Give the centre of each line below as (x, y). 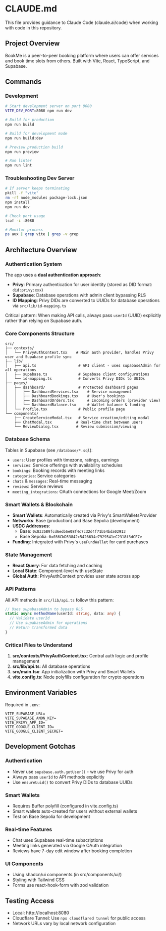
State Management (29, 555)
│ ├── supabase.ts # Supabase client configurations (77, 374)
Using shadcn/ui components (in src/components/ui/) (67, 875)
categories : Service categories (44, 475)
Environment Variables (41, 693)
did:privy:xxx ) (28, 290)
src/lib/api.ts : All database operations (51, 666)
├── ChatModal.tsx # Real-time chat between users (78, 422)
